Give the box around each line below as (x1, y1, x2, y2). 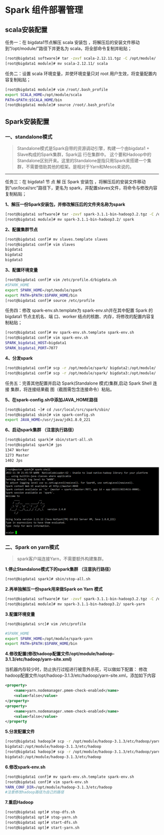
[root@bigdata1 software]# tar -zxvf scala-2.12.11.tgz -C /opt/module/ (5, 56, 156, 61)
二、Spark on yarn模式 (5, 543, 60, 550)
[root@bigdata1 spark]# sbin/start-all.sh (5, 437, 93, 442)
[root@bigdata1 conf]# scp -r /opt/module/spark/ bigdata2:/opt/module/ (5, 366, 156, 370)
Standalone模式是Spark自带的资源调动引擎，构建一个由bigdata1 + (17, 145, 150, 151)
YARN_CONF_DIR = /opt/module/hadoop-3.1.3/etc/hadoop (5, 785, 112, 789)
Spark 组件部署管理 (5, 4, 83, 16)
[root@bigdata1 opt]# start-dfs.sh (5, 820, 78, 825)
